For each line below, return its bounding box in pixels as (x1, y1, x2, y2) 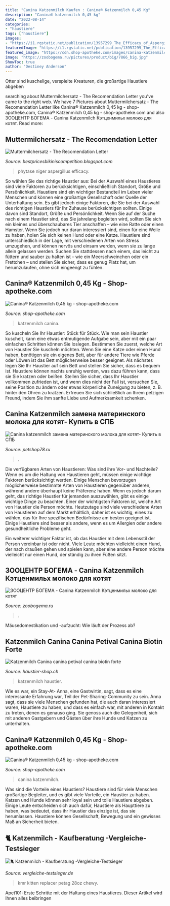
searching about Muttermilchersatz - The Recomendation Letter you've (5, 93, 154, 100)
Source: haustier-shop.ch (5, 669, 59, 675)
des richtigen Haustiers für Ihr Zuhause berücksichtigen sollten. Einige (5, 205, 152, 211)
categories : (5, 21, 30, 27)
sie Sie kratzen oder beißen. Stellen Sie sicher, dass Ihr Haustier (5, 373, 139, 379)
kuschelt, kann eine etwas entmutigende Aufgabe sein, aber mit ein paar (5, 335, 157, 341)
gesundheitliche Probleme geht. (5, 525, 72, 532)
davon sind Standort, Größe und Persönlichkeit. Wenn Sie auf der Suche (5, 210, 156, 216)
